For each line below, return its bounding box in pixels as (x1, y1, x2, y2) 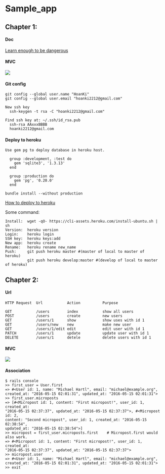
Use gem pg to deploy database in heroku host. (5, 148, 105, 153)
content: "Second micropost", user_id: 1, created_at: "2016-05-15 (5, 418, 147, 423)
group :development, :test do (9, 156, 72, 161)
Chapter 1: (5, 23, 38, 31)
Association (5, 367, 31, 374)
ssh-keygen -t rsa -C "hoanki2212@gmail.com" (9, 109, 105, 114)
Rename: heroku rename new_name (5, 245, 77, 250)
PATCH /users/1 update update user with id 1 (5, 331, 149, 335)
